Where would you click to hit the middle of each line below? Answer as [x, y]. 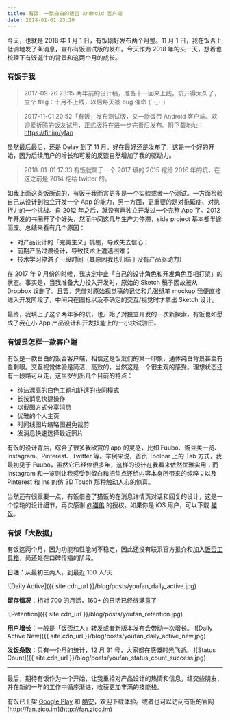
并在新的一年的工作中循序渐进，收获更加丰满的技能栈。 [85, 687]
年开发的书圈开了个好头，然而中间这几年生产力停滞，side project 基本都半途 [115, 219]
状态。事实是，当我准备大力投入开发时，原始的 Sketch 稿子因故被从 [103, 282]
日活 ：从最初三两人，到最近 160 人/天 [60, 572]
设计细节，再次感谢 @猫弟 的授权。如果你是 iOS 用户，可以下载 [120, 505]
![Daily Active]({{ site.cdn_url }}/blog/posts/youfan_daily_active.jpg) [102, 586]
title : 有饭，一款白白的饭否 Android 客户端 [65, 13]
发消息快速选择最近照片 [50, 433]
